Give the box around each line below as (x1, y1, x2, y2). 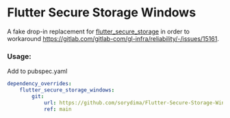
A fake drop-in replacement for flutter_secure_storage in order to (7, 27, 190, 35)
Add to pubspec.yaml (7, 67, 68, 76)
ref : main (43, 106, 72, 113)
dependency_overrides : (7, 80, 72, 87)
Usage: (7, 51, 32, 61)
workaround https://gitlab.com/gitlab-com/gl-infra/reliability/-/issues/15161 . (7, 34, 219, 42)
